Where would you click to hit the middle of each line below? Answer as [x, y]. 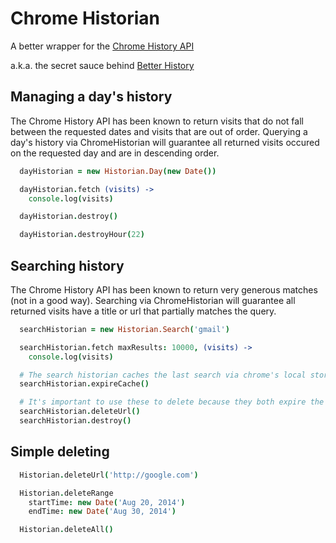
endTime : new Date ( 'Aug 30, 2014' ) [102, 512]
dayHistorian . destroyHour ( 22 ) [82, 235]
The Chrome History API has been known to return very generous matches [164, 289]
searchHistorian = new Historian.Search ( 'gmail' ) [124, 329]
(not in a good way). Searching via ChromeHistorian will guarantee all [153, 300]
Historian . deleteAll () [66, 530]
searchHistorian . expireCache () [84, 384]
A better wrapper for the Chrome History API [102, 46]
